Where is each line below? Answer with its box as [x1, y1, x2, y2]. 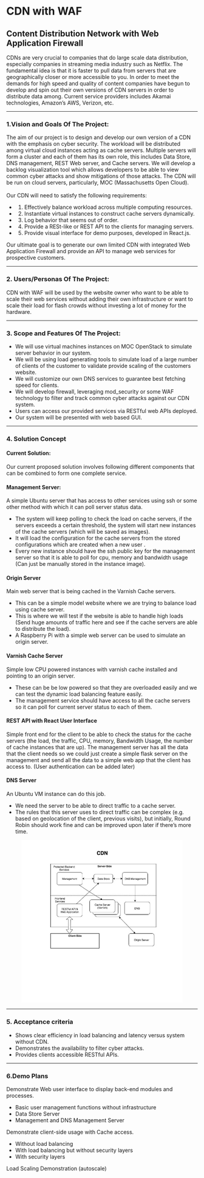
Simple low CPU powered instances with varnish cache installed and [6, 666, 178, 673]
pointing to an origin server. [6, 672, 75, 679]
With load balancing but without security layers [15, 1146, 134, 1154]
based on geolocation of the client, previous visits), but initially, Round [15, 815, 191, 822]
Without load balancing [15, 1140, 73, 1148]
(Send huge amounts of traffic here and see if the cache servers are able [15, 619, 198, 626]
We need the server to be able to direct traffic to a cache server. [15, 802, 176, 809]
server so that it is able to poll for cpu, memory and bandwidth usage [15, 554, 188, 561]
